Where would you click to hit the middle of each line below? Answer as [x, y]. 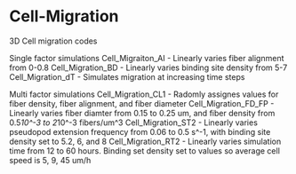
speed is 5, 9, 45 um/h [50, 160]
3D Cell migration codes [53, 41]
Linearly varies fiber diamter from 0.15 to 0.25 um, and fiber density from [142, 113]
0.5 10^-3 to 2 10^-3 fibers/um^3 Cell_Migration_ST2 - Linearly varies [133, 123]
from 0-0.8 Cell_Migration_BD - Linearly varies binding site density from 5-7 [148, 67]
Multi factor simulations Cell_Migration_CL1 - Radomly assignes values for [144, 94]
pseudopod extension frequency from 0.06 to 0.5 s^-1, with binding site [140, 131]
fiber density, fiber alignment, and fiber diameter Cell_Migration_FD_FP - [142, 103]
